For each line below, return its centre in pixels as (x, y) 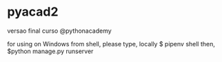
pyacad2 (33, 12)
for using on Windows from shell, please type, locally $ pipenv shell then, (111, 44)
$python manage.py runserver (50, 51)
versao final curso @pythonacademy (59, 31)
